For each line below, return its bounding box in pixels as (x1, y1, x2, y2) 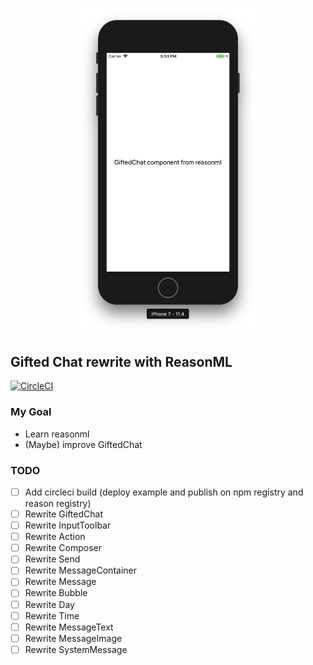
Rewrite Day (24, 598, 75, 610)
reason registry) (24, 498, 92, 510)
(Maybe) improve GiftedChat (24, 438, 143, 450)
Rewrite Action (24, 531, 86, 543)
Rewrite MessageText (24, 621, 114, 633)
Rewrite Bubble (24, 587, 88, 599)
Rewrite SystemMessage (24, 643, 128, 655)
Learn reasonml (24, 428, 90, 440)
